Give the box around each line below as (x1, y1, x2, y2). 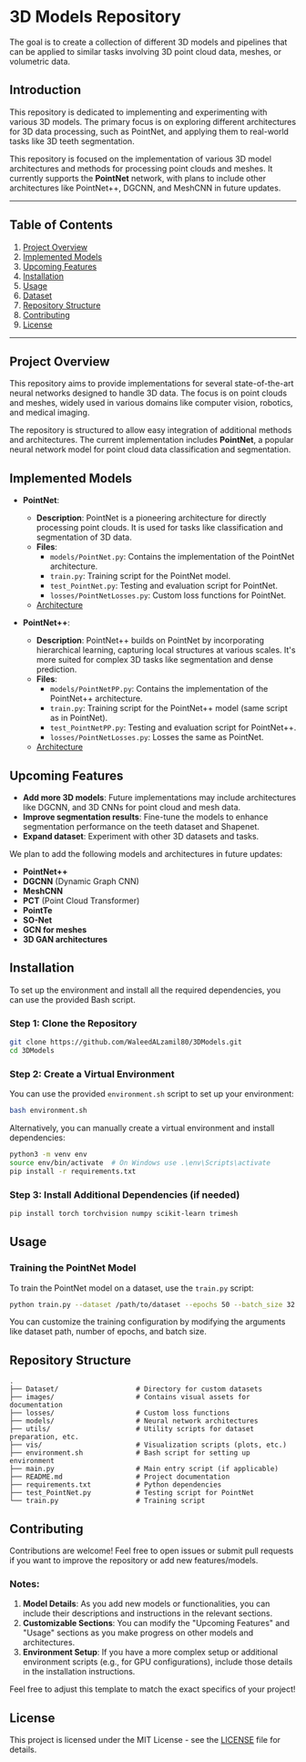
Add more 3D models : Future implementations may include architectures (22, 792, 297, 803)
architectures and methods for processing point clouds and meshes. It (9, 162, 273, 174)
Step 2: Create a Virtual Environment (9, 1067, 175, 1080)
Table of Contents (9, 217, 114, 233)
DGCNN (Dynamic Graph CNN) (22, 876, 139, 886)
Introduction (9, 82, 82, 98)
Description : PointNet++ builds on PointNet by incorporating (36, 635, 265, 646)
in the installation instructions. (22, 1666, 136, 1677)
